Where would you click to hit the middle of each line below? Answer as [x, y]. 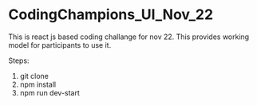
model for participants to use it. [60, 45]
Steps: [19, 60]
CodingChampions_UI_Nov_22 [111, 15]
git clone [34, 76]
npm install [38, 84]
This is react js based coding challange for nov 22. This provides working [129, 37]
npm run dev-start [49, 92]
